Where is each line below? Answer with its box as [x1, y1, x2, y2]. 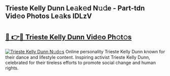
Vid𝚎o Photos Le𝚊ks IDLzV [5, 12, 92, 21]
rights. [5, 65, 19, 71]
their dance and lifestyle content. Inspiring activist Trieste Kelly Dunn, [5, 54, 151, 60]
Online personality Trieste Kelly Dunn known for [65, 49, 165, 54]
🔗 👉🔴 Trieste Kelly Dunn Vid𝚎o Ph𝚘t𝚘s [5, 33, 132, 41]
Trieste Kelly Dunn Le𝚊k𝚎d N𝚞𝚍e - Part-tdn [5, 4, 145, 13]
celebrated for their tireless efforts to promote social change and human [5, 60, 156, 65]
